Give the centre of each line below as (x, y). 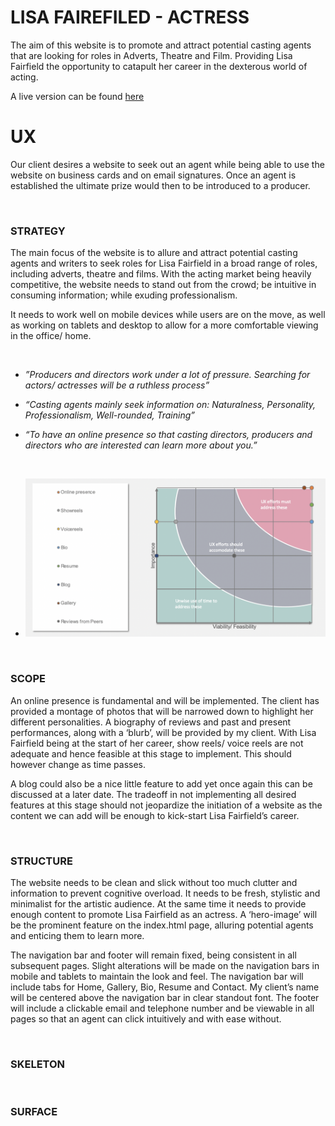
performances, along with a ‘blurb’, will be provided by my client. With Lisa (163, 732)
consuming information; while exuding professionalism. (124, 295)
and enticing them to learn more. (77, 935)
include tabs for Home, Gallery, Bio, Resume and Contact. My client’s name (165, 987)
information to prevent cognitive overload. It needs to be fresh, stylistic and (165, 893)
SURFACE (34, 1112)
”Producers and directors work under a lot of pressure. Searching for (167, 375)
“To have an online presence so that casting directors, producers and (168, 435)
